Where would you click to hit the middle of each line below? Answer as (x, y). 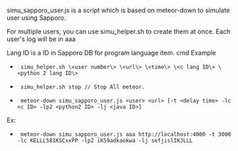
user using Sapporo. (36, 18)
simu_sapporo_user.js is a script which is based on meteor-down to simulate (118, 10)
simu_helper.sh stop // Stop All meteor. (83, 87)
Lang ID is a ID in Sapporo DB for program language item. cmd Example (112, 53)
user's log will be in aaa (41, 39)
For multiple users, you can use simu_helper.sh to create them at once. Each (119, 32)
